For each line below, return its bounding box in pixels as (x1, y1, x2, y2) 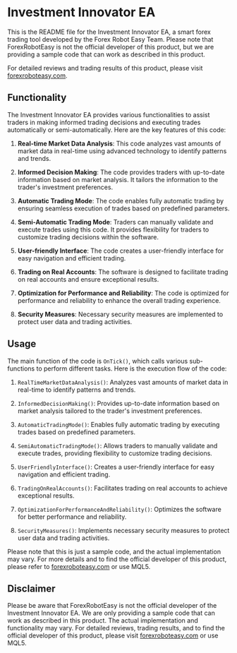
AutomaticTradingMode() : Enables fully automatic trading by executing (17, 420, 220, 429)
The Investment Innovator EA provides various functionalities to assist (7, 110, 210, 119)
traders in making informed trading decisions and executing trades (7, 118, 201, 126)
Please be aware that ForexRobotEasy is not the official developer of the (7, 601, 217, 610)
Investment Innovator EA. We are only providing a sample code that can (7, 609, 215, 618)
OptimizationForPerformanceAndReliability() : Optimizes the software (17, 505, 222, 513)
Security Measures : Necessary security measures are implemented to (17, 310, 224, 318)
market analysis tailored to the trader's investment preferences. (17, 407, 202, 415)
